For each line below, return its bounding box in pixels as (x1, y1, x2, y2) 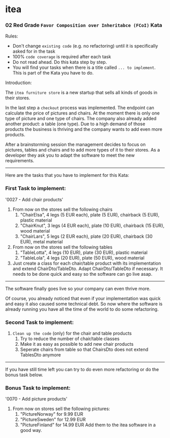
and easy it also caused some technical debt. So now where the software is (5, 301, 163, 307)
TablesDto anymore (20, 352, 61, 358)
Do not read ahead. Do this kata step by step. (12, 59, 107, 65)
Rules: (5, 33, 19, 39)
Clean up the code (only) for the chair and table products (12, 331, 132, 337)
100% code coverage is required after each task (12, 54, 111, 60)
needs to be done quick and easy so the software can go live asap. (12, 271, 153, 277)
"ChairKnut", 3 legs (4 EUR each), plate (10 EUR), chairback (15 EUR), (20, 222, 164, 229)
